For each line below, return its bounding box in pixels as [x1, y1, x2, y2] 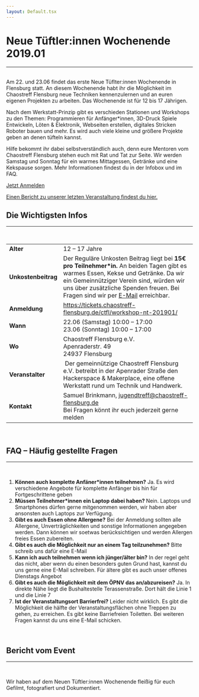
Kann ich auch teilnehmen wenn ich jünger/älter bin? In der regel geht [14, 554, 190, 561]
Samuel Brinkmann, [63, 391, 117, 399]
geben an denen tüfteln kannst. [6, 134, 82, 141]
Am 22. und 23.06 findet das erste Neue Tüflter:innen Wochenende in [6, 78, 176, 85]
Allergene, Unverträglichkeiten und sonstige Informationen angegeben [14, 522, 187, 530]
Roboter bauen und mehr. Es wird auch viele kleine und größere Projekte [6, 127, 183, 134]
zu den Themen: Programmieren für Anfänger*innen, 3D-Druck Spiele [6, 115, 177, 122]
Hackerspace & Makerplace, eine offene [63, 374, 175, 382]
